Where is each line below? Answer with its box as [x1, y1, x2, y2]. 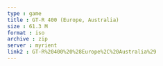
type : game [7, 10, 42, 17]
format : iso [7, 29, 45, 36]
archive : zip [7, 36, 49, 43]
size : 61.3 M [7, 23, 49, 30]
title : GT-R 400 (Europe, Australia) [7, 16, 119, 23]
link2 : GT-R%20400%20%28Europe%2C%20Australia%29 [7, 49, 157, 56]
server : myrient [7, 42, 58, 49]
